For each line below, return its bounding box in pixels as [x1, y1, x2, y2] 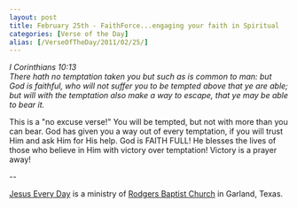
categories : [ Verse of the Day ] [9, 29, 129, 38]
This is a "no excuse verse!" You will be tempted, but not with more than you [9, 117, 288, 127]
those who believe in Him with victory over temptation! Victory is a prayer [9, 145, 277, 156]
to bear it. [9, 99, 45, 111]
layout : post [9, 12, 58, 22]
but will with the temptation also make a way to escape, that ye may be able [9, 90, 289, 101]
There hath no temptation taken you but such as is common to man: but [9, 72, 272, 82]
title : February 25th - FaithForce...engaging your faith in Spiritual [9, 21, 279, 30]
